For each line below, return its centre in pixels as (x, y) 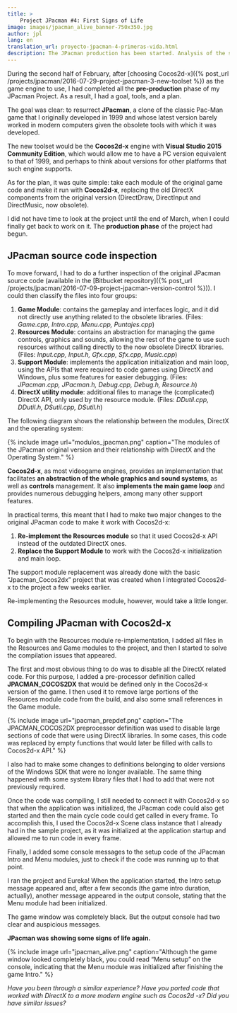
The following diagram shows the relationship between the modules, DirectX (118, 420)
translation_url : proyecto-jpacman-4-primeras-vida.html (93, 47)
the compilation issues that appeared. (62, 655)
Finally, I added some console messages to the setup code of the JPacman (116, 852)
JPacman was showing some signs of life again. (79, 938)
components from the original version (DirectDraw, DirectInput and (104, 197)
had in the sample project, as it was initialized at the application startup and (117, 830)
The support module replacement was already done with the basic (104, 572)
